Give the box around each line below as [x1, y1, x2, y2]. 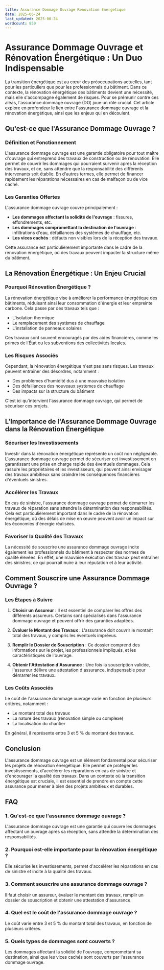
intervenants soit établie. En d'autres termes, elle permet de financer [5, 171, 143, 177]
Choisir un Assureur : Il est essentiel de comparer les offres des [12, 608, 142, 614]
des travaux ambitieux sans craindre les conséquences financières [5, 471, 140, 477]
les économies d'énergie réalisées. [5, 521, 75, 527]
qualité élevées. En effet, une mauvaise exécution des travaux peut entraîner [5, 554, 160, 561]
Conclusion [5, 744, 41, 753]
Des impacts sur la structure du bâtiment [12, 388, 94, 394]
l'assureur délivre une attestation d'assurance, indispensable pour [12, 667, 146, 673]
